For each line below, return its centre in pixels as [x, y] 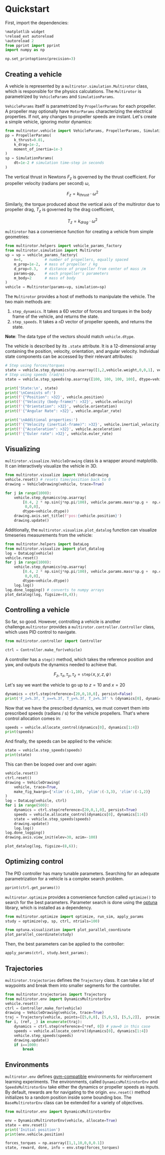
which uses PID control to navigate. [41, 632]
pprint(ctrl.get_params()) [33, 888]
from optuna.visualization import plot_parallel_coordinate [68, 930]
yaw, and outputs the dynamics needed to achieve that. [61, 665]
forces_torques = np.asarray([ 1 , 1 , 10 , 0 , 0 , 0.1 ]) [55, 1143]
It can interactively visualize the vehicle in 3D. [51, 466]
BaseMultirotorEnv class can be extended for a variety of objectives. [74, 1103]
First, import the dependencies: [37, 23]
